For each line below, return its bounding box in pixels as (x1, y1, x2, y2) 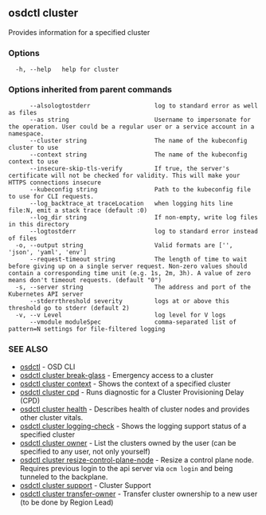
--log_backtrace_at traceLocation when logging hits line (29, 199, 233, 208)
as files (8, 109, 37, 117)
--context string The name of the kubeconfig (29, 151, 248, 159)
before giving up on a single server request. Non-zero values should (8, 262, 248, 270)
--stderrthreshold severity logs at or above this (29, 297, 229, 305)
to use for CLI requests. (8, 193, 94, 201)
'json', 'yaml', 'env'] (8, 249, 88, 257)
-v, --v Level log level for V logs (15, 311, 226, 320)
